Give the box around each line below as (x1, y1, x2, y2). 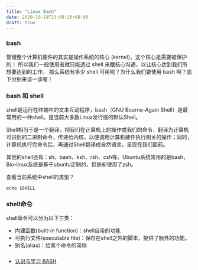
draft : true (6, 19, 35, 25)
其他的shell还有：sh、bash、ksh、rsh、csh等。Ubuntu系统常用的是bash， (6, 153, 189, 160)
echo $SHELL (6, 185, 35, 191)
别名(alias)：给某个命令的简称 (14, 242, 87, 249)
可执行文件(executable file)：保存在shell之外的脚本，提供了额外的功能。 (14, 235, 190, 242)
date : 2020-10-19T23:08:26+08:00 (6, 14, 89, 20)
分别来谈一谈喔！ (11, 75, 53, 83)
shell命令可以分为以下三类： (6, 214, 75, 222)
